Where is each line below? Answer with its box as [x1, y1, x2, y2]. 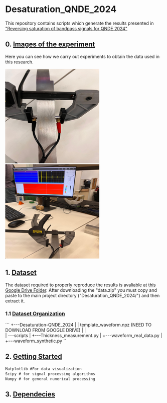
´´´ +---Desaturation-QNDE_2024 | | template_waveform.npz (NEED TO [5, 321, 152, 328]
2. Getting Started [5, 352, 62, 361]
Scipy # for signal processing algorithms [5, 371, 95, 376]
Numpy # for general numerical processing [5, 376, 95, 381]
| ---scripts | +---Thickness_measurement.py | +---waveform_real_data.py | [5, 332, 162, 338]
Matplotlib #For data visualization [5, 366, 82, 371]
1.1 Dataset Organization [5, 310, 65, 317]
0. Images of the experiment [5, 40, 95, 49]
